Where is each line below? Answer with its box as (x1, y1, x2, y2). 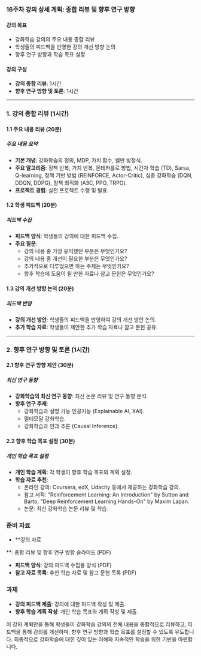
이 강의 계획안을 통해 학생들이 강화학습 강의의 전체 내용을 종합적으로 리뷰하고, (6, 621, 187, 628)
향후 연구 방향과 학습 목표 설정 (14, 51, 86, 58)
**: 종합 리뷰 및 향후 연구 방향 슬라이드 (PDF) (6, 549, 112, 556)
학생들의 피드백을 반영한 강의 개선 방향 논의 (14, 43, 116, 50)
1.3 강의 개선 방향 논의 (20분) (6, 285, 74, 292)
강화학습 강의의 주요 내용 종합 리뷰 (14, 36, 95, 43)
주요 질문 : (14, 240, 38, 247)
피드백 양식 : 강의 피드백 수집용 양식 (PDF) (14, 562, 112, 569)
